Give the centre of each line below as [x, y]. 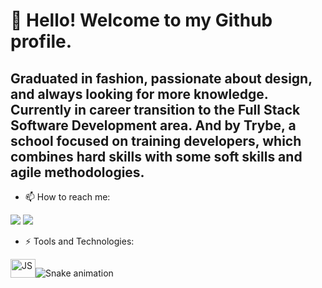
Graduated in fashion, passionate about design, [161, 78]
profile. [41, 41]
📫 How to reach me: [67, 197]
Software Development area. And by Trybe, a [153, 125]
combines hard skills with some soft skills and [156, 156]
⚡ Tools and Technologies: [79, 241]
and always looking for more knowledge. [139, 94]
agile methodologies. [77, 172]
